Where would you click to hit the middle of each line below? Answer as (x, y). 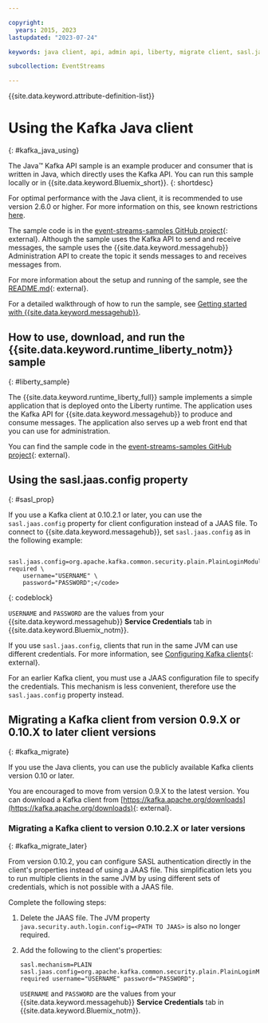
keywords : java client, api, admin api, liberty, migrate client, (121, 52)
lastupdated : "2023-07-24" (53, 38)
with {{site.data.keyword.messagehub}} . (75, 313)
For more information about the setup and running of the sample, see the (128, 280)
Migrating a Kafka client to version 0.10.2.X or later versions (127, 828)
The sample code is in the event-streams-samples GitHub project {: (118, 231)
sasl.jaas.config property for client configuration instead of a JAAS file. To (133, 523)
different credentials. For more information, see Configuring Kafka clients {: (131, 654)
